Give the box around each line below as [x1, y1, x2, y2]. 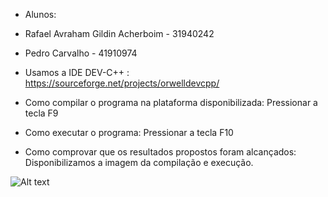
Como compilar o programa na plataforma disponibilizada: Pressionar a [24, 97, 318, 108]
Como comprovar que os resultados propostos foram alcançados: [24, 146, 297, 158]
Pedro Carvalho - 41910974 [24, 47, 138, 59]
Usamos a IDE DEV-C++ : [24, 67, 130, 78]
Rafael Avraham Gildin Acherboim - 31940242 [24, 28, 215, 39]
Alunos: [24, 9, 57, 20]
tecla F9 [24, 107, 59, 119]
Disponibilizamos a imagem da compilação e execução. [24, 157, 254, 168]
